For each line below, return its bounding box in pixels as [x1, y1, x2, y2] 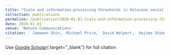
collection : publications [5, 12, 60, 17]
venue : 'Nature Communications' [5, 26, 73, 31]
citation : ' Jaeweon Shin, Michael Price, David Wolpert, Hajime [5, 30, 153, 35]
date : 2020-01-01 [5, 21, 42, 26]
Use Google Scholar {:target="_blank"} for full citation [5, 44, 116, 50]
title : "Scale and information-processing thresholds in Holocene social [5, 7, 164, 12]
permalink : [5, 16, 28, 21]
